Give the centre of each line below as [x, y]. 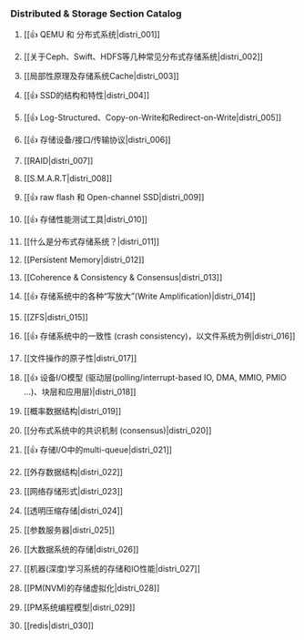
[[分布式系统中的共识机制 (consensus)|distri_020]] [117, 431]
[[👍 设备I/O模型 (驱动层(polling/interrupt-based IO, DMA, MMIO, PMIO [155, 378]
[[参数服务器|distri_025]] [69, 530]
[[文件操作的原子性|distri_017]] [80, 359]
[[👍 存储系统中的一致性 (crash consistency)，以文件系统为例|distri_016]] [159, 336]
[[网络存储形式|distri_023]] [73, 492]
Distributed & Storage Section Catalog [96, 14]
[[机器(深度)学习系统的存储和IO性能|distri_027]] [112, 569]
